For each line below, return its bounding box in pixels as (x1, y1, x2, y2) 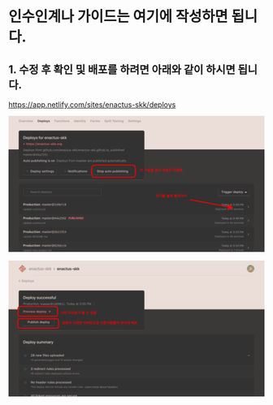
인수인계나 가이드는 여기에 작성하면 (8, 7, 229, 26)
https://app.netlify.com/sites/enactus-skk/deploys (8, 100, 176, 110)
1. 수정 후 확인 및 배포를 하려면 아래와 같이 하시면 (8, 62, 236, 76)
